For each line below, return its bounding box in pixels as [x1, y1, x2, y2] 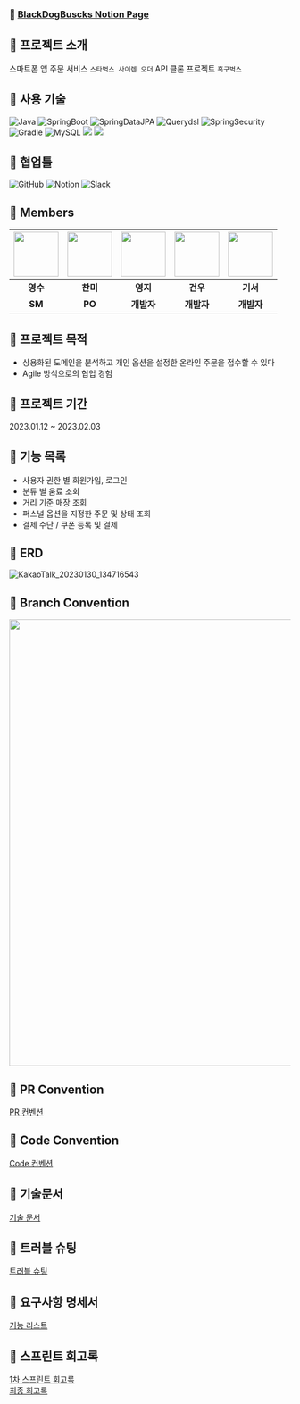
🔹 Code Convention [9, 1133, 120, 1149]
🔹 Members [9, 205, 75, 220]
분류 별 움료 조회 [21, 486, 80, 497]
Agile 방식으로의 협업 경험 [21, 368, 113, 379]
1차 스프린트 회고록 [9, 1375, 75, 1385]
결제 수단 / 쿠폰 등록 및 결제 [21, 519, 119, 530]
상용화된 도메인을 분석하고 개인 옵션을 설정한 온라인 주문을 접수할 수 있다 [21, 356, 275, 367]
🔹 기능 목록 [9, 449, 67, 464]
